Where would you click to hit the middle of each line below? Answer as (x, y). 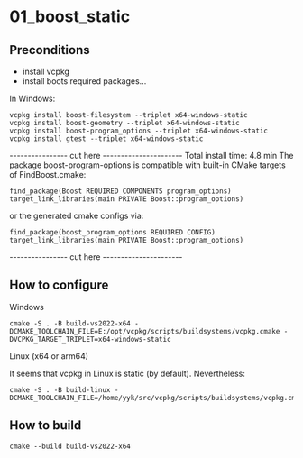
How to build (46, 426)
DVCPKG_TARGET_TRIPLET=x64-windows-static (90, 339)
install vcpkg (46, 71)
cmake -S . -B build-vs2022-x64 (70, 323)
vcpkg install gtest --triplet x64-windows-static (106, 139)
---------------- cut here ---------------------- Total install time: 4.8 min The (151, 156)
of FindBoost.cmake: (48, 174)
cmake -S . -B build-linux (60, 389)
